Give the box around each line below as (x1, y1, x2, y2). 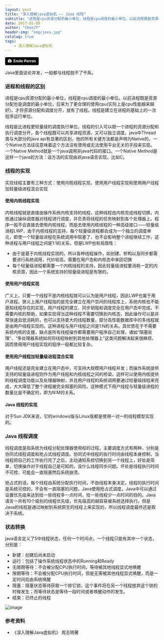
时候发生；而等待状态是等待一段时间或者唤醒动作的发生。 (12, 589, 128, 595)
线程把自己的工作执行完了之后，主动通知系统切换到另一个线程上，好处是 (5, 457, 150, 463)
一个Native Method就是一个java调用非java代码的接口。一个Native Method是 (5, 148, 158, 154)
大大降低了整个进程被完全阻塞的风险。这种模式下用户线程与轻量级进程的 (13, 383, 159, 389)
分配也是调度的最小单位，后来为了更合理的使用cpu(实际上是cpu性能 (5, 101, 142, 107)
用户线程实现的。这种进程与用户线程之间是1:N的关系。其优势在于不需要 (13, 323, 157, 329)
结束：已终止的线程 (12, 595, 51, 600)
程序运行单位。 (5, 113, 35, 120)
